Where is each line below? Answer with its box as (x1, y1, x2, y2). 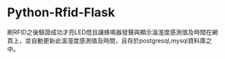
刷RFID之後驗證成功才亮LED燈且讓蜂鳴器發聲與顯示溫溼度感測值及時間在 (7, 28, 213, 36)
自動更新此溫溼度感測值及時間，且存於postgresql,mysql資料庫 (30, 36, 206, 45)
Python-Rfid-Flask (7, 5, 115, 20)
